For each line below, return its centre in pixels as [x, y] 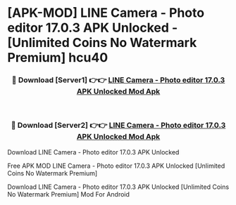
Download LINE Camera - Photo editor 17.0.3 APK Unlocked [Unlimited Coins [118, 187]
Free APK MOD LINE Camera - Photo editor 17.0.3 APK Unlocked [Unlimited [116, 166]
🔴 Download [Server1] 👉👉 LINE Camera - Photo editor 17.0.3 [118, 80]
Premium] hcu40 [58, 58]
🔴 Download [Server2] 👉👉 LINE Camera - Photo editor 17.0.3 [118, 126]
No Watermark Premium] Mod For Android [69, 194]
